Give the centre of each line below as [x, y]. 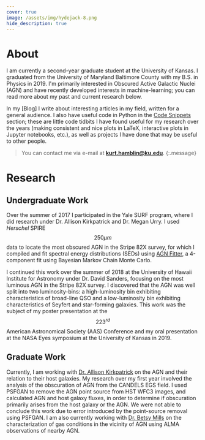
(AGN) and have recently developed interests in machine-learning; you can [101, 90]
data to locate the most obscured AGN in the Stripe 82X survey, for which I [100, 247]
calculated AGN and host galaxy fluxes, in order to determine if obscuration [101, 398]
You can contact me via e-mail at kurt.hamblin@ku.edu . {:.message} [109, 153]
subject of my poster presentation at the [57, 311]
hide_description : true [37, 23]
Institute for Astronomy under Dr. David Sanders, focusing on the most [95, 279]
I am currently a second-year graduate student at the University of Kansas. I [102, 70]
